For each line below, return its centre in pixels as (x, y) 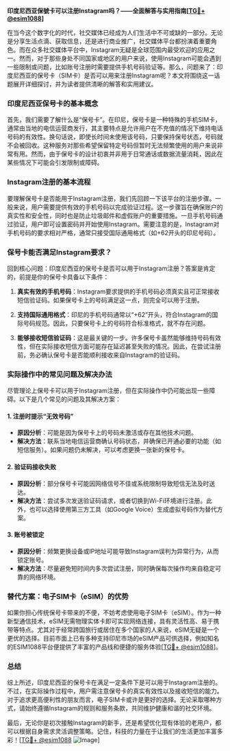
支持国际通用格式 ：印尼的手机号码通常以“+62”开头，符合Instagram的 (114, 314)
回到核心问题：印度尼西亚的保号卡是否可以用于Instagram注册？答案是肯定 (111, 268)
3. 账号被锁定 (26, 535)
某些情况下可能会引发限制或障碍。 (55, 163)
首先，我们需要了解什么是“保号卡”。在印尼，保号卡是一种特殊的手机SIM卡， (114, 120)
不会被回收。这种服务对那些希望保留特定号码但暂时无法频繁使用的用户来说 (112, 145)
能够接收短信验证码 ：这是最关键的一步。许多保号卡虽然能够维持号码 (113, 337)
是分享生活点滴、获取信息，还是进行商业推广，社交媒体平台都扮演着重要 (109, 41)
